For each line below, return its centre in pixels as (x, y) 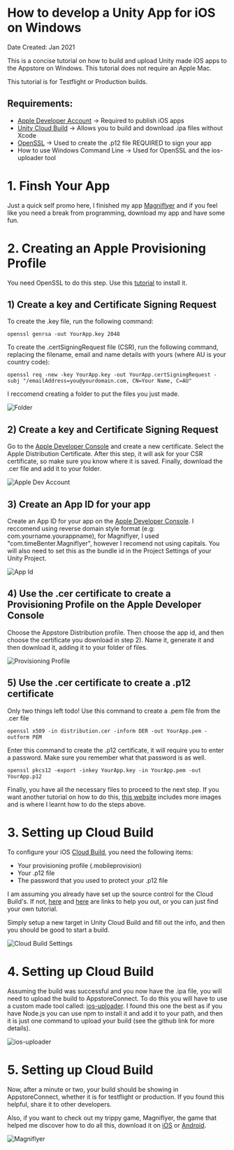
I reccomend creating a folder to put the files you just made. (93, 394)
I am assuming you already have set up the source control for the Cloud (110, 894)
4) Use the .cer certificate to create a (89, 594)
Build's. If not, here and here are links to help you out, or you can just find (113, 901)
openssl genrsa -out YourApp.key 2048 (64, 334)
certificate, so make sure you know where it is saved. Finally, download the (115, 461)
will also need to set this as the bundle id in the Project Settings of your (109, 551)
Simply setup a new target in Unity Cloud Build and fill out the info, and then (116, 922)
